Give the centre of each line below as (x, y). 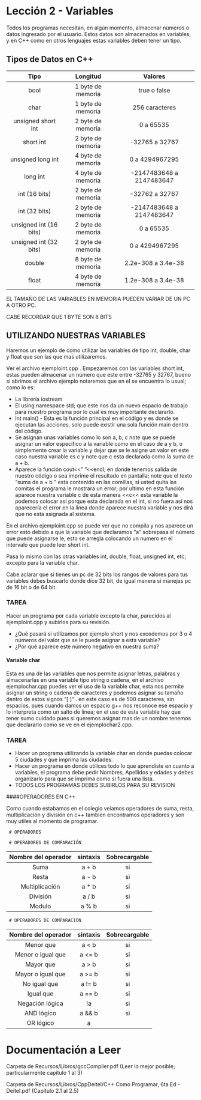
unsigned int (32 (34, 242)
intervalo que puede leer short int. (48, 544)
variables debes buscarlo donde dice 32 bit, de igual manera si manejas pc (99, 580)
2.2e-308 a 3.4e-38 (154, 263)
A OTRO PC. (21, 305)
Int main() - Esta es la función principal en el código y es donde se (97, 418)
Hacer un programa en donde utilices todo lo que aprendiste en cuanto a (104, 766)
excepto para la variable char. (43, 562)
